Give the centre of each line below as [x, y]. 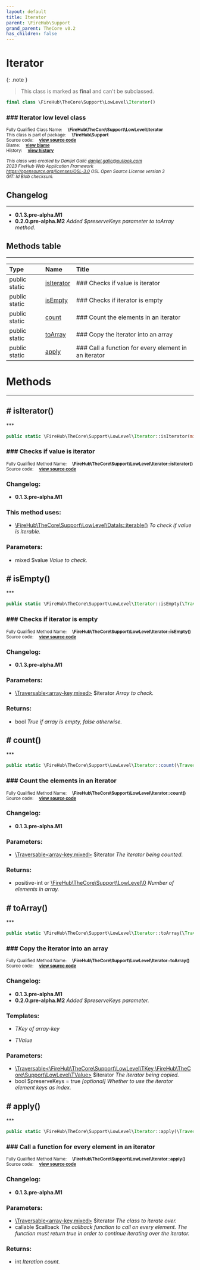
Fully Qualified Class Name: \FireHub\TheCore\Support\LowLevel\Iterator [85, 130]
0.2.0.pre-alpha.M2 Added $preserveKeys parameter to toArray [94, 221]
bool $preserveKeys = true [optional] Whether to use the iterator [94, 1081]
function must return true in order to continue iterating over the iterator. [102, 1233]
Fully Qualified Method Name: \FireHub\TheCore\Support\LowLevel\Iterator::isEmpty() [99, 632]
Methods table [34, 246]
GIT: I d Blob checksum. [30, 177]
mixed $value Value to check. [51, 560]
